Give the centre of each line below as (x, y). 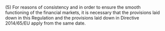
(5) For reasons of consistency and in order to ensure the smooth (73, 7)
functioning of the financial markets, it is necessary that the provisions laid (82, 12)
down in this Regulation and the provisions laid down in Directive (72, 18)
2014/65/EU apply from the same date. (45, 23)
